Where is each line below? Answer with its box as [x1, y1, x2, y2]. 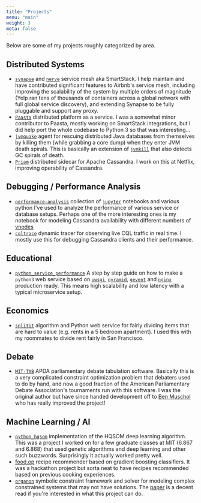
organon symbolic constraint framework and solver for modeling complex [14, 477, 195, 484]
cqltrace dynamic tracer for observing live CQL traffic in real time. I [14, 229, 182, 237]
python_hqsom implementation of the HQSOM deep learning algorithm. [14, 433, 187, 440]
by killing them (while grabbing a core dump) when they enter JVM [14, 139, 181, 146]
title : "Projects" [6, 8, 52, 15]
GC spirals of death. [14, 152, 65, 159]
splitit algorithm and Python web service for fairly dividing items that [14, 321, 190, 329]
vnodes [14, 223, 34, 230]
